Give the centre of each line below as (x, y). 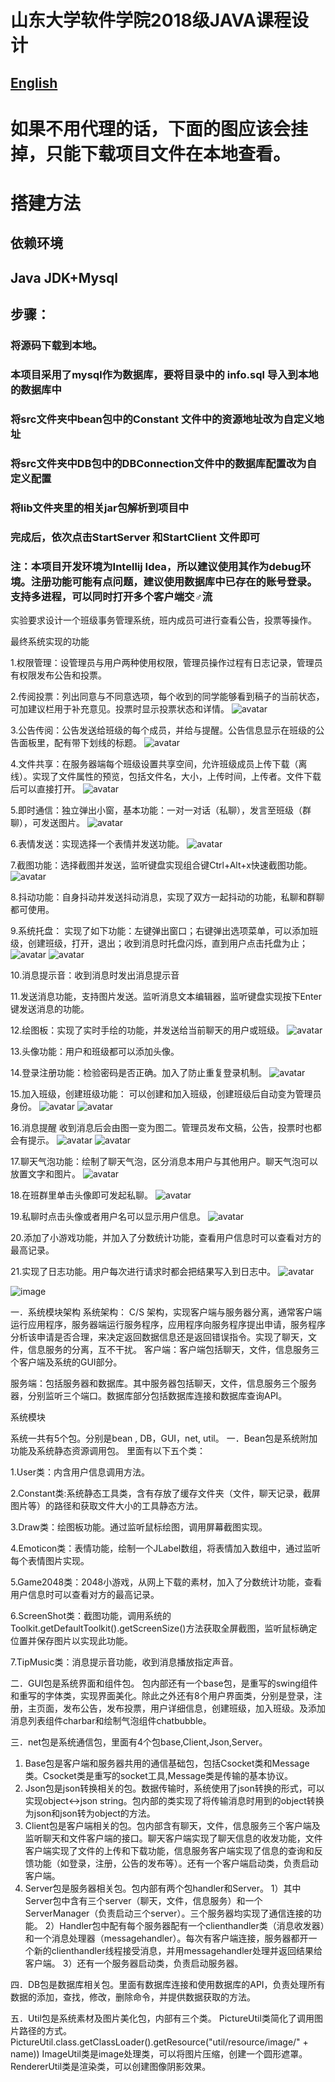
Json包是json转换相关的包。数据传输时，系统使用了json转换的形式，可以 (174, 1788)
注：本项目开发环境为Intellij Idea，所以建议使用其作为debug (156, 566)
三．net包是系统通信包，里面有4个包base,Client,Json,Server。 (139, 1742)
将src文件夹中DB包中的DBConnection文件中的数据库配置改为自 (164, 463)
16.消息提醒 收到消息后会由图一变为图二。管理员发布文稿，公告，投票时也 (161, 1127)
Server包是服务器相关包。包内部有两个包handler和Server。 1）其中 (163, 1888)
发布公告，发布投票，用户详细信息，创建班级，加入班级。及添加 (194, 1708)
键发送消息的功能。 (50, 1008)
